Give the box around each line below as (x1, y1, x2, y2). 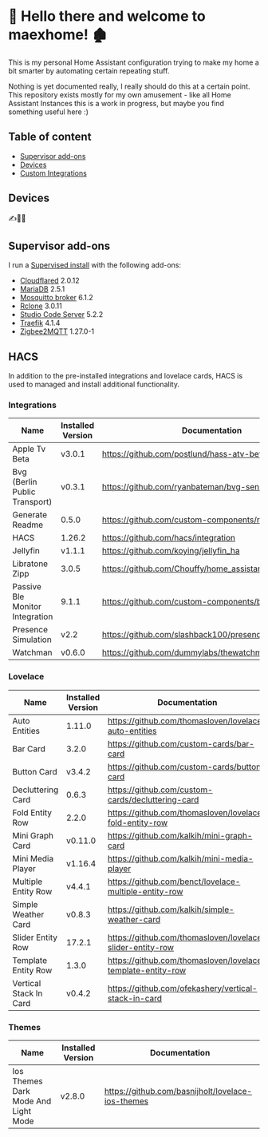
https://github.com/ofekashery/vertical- (107, 982, 258, 993)
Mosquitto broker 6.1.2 (19, 293, 93, 303)
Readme (12, 519, 44, 530)
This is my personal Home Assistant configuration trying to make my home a (8, 57, 259, 67)
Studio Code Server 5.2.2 (19, 310, 104, 319)
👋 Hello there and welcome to (8, 7, 206, 26)
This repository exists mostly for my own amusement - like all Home (8, 89, 231, 99)
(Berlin (12, 477, 37, 488)
